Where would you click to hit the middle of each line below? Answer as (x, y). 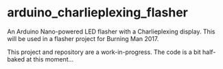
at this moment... (50, 59)
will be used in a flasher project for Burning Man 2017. (83, 38)
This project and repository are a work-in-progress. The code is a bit (104, 52)
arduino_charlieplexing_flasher (98, 13)
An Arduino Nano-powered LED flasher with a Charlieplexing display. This (111, 31)
